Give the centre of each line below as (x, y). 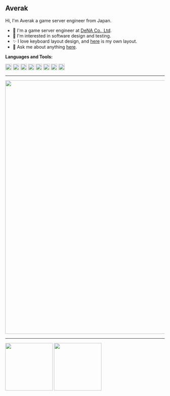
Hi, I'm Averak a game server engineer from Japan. (58, 20)
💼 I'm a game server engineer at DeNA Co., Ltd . (62, 30)
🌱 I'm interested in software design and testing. (62, 35)
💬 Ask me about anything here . (45, 47)
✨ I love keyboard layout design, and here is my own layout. (75, 41)
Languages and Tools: (29, 57)
